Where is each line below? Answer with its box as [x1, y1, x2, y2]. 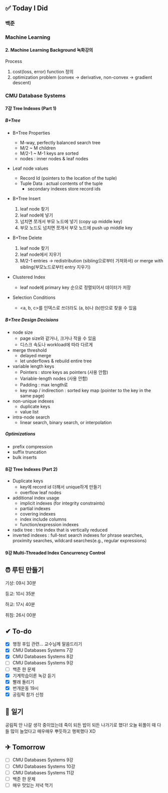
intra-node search [12, 414, 50, 420]
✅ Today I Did [5, 4, 48, 13]
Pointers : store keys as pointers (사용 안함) [20, 369, 109, 375]
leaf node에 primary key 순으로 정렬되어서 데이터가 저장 [20, 284, 131, 290]
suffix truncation [12, 449, 47, 455]
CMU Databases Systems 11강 [12, 769, 74, 775]
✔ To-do [5, 627, 32, 635]
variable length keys [12, 363, 54, 369]
